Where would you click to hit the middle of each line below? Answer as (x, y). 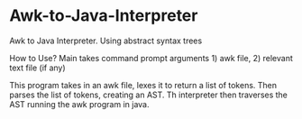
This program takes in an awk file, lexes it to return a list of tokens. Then (143, 85)
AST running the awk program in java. (79, 104)
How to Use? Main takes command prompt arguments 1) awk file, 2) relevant (151, 58)
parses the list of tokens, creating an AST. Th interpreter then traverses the (149, 95)
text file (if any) (37, 68)
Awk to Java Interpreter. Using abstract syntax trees (106, 41)
